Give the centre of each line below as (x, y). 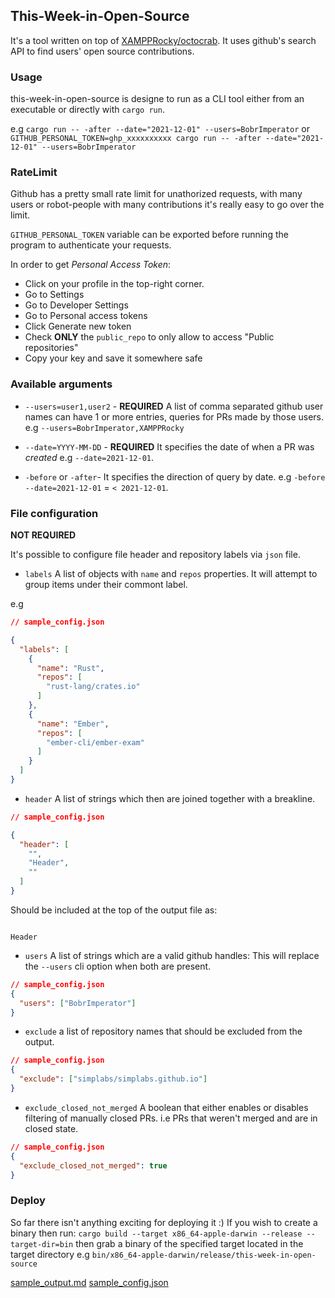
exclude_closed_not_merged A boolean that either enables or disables (166, 1107)
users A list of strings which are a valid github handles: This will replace (172, 955)
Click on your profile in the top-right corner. (114, 284)
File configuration (54, 513)
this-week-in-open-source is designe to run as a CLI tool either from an (157, 99)
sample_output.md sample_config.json (89, 1282)
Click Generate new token (78, 326)
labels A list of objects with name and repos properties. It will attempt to (171, 573)
